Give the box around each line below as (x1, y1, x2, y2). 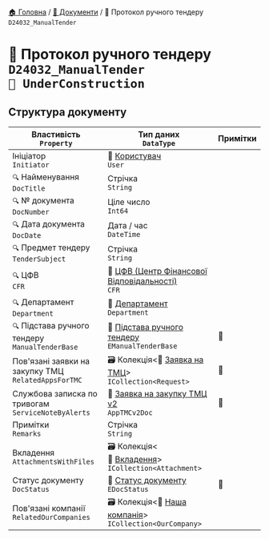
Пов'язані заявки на (12, 356, 90, 367)
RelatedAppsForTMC (12, 376, 82, 384)
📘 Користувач (107, 151, 162, 161)
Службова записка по (12, 388, 98, 399)
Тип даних (138, 129, 180, 139)
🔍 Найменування (12, 171, 80, 183)
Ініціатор (12, 151, 46, 161)
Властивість (31, 129, 82, 139)
